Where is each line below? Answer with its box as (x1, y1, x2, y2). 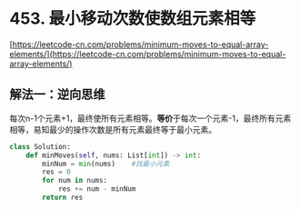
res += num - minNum (57, 184, 136, 194)
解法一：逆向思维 (9, 87, 105, 103)
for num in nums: (42, 176, 107, 185)
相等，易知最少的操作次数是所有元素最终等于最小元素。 (9, 124, 216, 134)
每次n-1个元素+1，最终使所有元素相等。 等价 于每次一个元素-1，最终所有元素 (9, 113, 292, 124)
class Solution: (9, 142, 71, 151)
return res (42, 193, 84, 202)
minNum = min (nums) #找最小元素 (42, 159, 170, 168)
